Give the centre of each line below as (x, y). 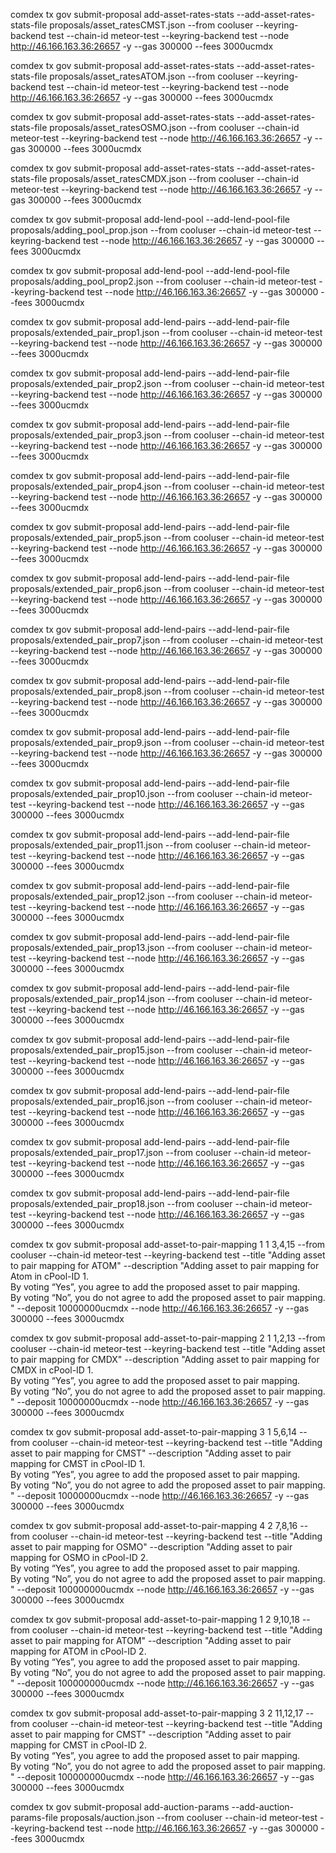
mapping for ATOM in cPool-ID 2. (78, 1651)
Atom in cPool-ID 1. (50, 1276)
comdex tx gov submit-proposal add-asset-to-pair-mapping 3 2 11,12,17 (157, 1713)
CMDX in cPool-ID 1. (52, 1370)
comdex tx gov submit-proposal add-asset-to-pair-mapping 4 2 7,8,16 (154, 1525)
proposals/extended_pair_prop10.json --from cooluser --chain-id (144, 793)
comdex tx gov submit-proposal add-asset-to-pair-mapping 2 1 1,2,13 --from (168, 1338)
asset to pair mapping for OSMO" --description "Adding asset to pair (151, 1547)
